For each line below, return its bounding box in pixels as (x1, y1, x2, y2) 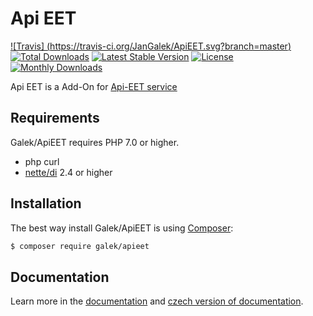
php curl (24, 155, 60, 167)
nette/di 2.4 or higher (24, 166, 113, 178)
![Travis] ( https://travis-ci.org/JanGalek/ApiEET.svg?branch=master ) (10, 40, 292, 52)
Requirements (10, 110, 100, 127)
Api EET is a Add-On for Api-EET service (10, 80, 178, 92)
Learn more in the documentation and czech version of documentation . (10, 295, 304, 307)
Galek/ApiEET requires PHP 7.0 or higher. (10, 136, 180, 148)
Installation (10, 195, 82, 212)
